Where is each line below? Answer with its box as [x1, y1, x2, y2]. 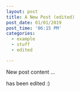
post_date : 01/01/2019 [6, 19, 62, 25]
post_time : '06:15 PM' [6, 25, 62, 31]
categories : [6, 31, 35, 37]
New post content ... [6, 68, 55, 75]
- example [11, 36, 35, 42]
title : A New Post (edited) [6, 14, 75, 20]
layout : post [6, 8, 38, 15]
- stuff [11, 42, 31, 48]
